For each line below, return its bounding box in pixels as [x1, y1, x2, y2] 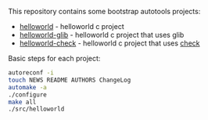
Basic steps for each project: [8, 54, 101, 63]
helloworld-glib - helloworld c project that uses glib [19, 31, 185, 39]
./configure [8, 90, 47, 99]
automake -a [8, 83, 47, 91]
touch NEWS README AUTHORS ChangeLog [8, 76, 131, 84]
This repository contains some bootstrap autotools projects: [8, 7, 201, 16]
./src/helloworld [8, 105, 65, 113]
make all [8, 98, 37, 106]
